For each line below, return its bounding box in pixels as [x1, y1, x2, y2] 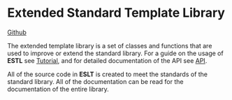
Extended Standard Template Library [7, 5, 226, 21]
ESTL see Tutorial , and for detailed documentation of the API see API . [7, 56, 208, 64]
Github [7, 28, 27, 36]
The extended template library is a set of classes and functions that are [7, 41, 212, 50]
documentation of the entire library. [7, 85, 110, 93]
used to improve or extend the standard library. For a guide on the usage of [7, 49, 224, 57]
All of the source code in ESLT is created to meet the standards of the [7, 70, 208, 78]
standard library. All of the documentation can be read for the [7, 77, 184, 85]
